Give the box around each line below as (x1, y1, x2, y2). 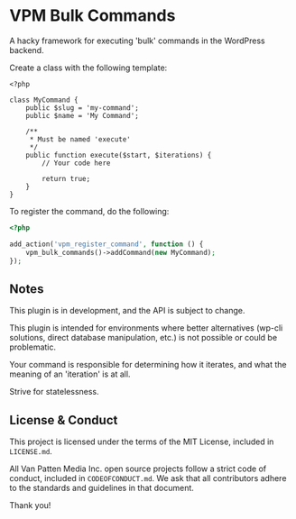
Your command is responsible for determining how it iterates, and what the (9, 360, 287, 370)
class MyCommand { (9, 96, 79, 105)
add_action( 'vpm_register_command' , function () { (9, 240, 204, 249)
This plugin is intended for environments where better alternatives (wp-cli (9, 323, 283, 333)
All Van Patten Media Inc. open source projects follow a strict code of (9, 463, 267, 474)
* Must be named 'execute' (29, 134, 131, 144)
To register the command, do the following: (9, 205, 170, 216)
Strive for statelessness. (9, 387, 99, 397)
